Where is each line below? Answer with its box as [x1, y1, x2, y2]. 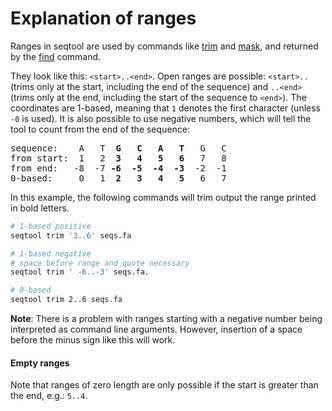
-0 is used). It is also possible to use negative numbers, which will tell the [10, 112, 312, 124]
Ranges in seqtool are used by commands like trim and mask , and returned [10, 40, 319, 52]
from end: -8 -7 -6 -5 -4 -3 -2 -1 [10, 162, 227, 174]
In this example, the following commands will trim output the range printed [10, 191, 317, 203]
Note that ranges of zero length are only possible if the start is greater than [10, 379, 319, 391]
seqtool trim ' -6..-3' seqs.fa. [10, 267, 150, 277]
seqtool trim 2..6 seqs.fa [10, 295, 123, 305]
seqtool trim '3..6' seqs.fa [10, 230, 132, 241]
